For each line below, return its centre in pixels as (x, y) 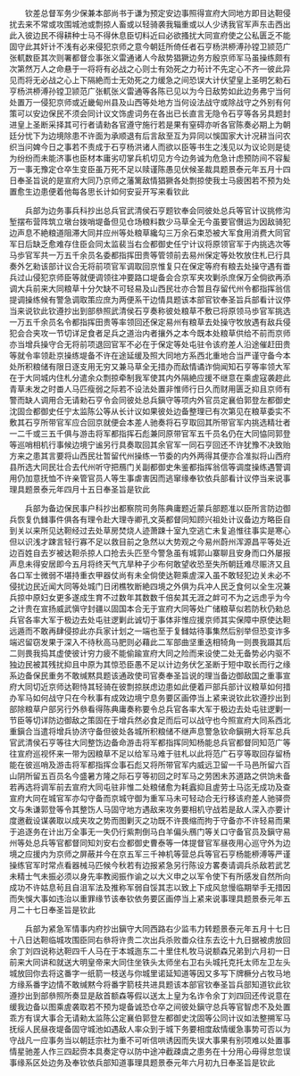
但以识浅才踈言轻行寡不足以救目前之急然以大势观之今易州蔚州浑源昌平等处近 (150, 542)
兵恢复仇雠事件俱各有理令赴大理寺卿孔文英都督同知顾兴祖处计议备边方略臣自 (150, 519)
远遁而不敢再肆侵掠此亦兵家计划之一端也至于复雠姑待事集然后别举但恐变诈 (146, 631)
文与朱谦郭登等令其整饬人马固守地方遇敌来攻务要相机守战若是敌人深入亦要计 (150, 809)
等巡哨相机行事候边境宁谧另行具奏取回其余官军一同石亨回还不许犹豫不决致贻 (150, 445)
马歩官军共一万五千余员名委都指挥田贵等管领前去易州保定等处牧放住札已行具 (150, 255)
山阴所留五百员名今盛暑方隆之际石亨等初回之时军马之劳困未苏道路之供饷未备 (150, 776)
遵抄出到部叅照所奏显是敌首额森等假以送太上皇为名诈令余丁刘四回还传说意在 (150, 996)
